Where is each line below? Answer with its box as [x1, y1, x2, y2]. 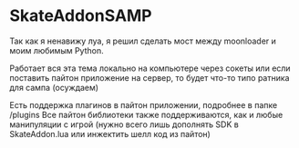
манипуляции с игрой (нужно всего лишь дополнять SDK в [9, 119, 239, 130]
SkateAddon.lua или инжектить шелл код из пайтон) [9, 128, 211, 139]
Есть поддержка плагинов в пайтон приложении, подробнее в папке [9, 99, 278, 110]
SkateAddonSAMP [9, 5, 152, 26]
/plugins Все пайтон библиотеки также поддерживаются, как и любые [9, 109, 284, 120]
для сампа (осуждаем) [9, 82, 98, 93]
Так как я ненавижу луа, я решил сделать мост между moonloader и [9, 35, 276, 46]
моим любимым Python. [9, 44, 104, 55]
